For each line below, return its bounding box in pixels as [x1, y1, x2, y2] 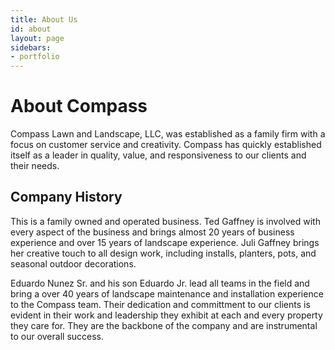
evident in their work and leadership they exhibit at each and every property [10, 309, 323, 321]
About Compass [10, 95, 148, 118]
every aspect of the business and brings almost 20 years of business [10, 226, 295, 238]
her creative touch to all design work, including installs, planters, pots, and [10, 247, 317, 259]
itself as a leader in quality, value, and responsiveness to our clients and [10, 149, 307, 161]
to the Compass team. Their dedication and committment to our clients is [10, 298, 311, 310]
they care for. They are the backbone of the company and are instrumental [10, 319, 318, 331]
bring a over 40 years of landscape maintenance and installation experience [10, 287, 324, 300]
